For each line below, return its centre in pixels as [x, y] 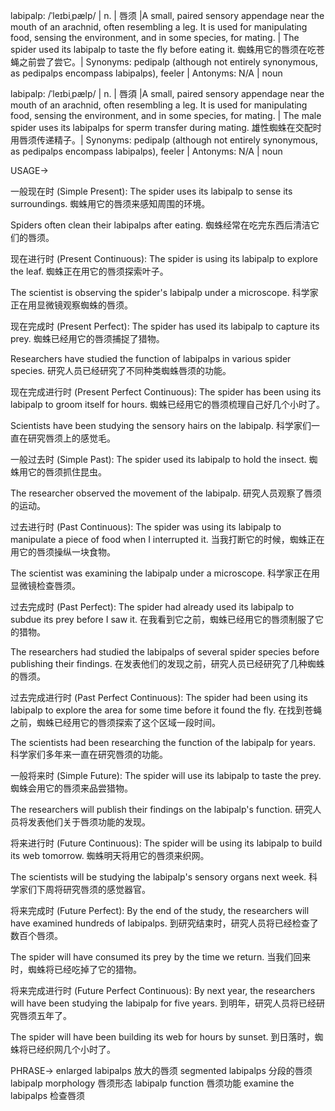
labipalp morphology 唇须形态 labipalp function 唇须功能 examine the [152, 1083]
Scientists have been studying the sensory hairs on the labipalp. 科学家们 [161, 425]
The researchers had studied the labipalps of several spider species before [165, 652]
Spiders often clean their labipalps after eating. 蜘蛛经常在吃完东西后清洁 [160, 225]
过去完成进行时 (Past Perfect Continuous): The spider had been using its [159, 697]
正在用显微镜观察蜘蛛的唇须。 [71, 305]
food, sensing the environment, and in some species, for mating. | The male [166, 115]
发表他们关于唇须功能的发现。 [89, 822]
